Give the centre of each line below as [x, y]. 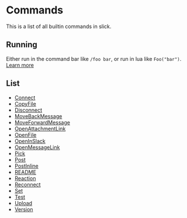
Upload [23, 203]
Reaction [25, 178]
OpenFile [25, 134]
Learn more [20, 65]
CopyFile [25, 103]
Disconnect [28, 110]
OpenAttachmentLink [40, 129]
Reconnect [27, 184]
